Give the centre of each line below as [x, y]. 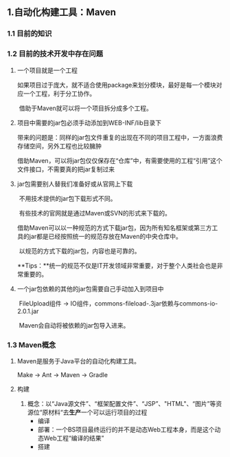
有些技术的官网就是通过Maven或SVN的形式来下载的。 [95, 213]
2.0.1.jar [28, 311]
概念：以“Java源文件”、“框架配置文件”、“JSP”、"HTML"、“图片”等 [122, 403]
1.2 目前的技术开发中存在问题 [55, 54]
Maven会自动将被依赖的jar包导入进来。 [74, 325]
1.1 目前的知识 [30, 34]
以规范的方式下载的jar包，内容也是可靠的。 [80, 251]
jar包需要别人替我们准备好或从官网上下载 [75, 184]
